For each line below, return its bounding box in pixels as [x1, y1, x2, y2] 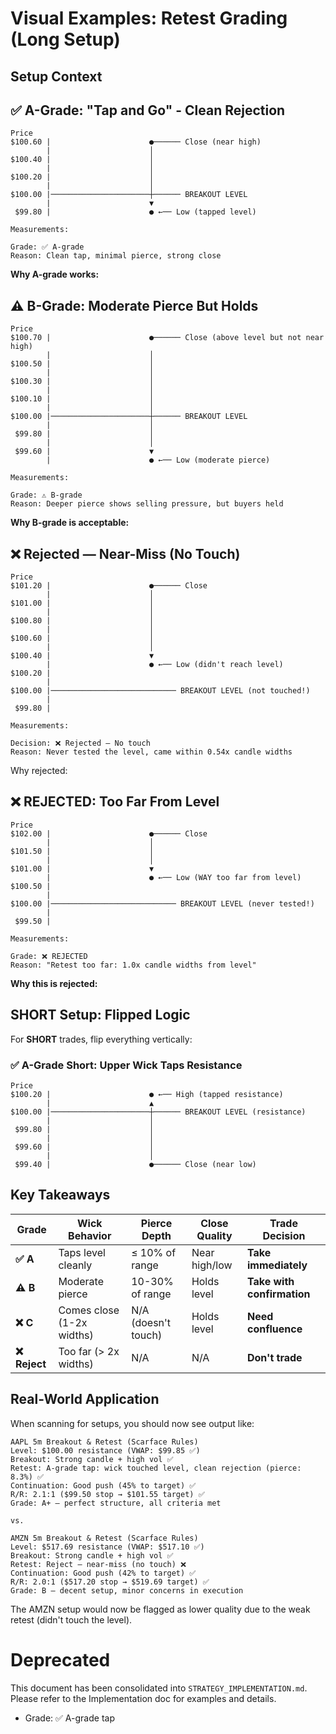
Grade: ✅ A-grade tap [24, 1712, 115, 1724]
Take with [246, 1274, 295, 1288]
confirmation [246, 1287, 311, 1301]
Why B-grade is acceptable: [10, 517, 130, 529]
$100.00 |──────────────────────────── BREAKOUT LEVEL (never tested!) [10, 898, 315, 909]
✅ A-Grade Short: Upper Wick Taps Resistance [10, 1058, 243, 1072]
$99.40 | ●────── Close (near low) [14, 1159, 257, 1169]
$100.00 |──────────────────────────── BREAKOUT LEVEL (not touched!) [10, 686, 311, 696]
